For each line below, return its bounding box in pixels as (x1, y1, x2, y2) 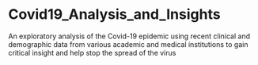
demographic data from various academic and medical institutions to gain (8, 39, 249, 49)
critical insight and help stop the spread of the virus (8, 48, 176, 57)
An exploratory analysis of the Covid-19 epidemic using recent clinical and (8, 31, 251, 41)
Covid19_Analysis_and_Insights (8, 5, 221, 23)
